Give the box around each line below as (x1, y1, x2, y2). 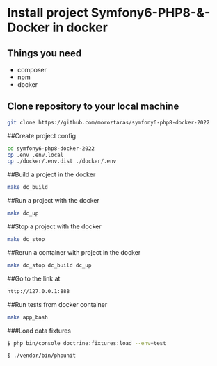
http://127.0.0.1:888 (7, 288, 70, 294)
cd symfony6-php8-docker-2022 (7, 144, 95, 152)
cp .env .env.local (7, 151, 64, 158)
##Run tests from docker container (7, 300, 108, 308)
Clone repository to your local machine (7, 101, 179, 113)
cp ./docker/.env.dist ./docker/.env (7, 158, 117, 165)
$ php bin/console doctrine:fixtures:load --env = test (7, 340, 167, 347)
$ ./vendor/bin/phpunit (7, 352, 77, 359)
